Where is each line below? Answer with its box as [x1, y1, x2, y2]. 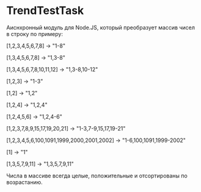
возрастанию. [6, 178, 43, 186]
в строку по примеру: [6, 30, 63, 37]
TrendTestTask [6, 4, 84, 18]
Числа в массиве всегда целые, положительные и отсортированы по [6, 172, 188, 179]
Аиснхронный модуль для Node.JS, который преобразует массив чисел [6, 24, 196, 31]
